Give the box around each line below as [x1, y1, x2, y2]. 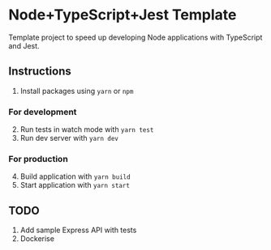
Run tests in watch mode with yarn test [19, 125, 154, 134]
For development [8, 106, 77, 117]
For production [8, 153, 69, 164]
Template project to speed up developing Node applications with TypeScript [8, 32, 263, 42]
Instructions [8, 65, 71, 78]
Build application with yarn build [19, 172, 131, 181]
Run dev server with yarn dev [19, 133, 119, 143]
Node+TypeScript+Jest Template [8, 6, 237, 24]
